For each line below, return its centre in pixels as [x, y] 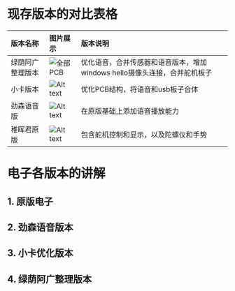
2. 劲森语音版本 [40, 227]
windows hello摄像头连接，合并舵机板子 [146, 73]
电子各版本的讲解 [57, 173]
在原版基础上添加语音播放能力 [130, 111]
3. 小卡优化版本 [40, 253]
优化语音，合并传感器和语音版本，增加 [144, 62]
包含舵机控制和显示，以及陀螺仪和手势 [144, 135]
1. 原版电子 [30, 201]
